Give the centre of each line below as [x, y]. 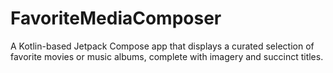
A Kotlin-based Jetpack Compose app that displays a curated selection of [162, 46]
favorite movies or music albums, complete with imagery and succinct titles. [167, 56]
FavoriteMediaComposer [116, 18]
